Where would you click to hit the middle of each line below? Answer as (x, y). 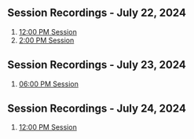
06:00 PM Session (49, 84)
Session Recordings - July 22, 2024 (97, 13)
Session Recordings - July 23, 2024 (97, 65)
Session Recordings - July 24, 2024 (97, 109)
